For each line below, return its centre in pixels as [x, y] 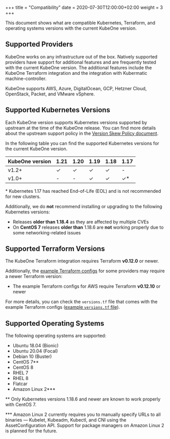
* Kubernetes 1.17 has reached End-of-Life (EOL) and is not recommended [83, 191]
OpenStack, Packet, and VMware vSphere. [50, 94]
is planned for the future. [31, 431]
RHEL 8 [21, 378]
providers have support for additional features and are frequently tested [81, 62]
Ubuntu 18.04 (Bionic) [35, 346]
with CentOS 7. [21, 405]
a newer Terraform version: [34, 276]
